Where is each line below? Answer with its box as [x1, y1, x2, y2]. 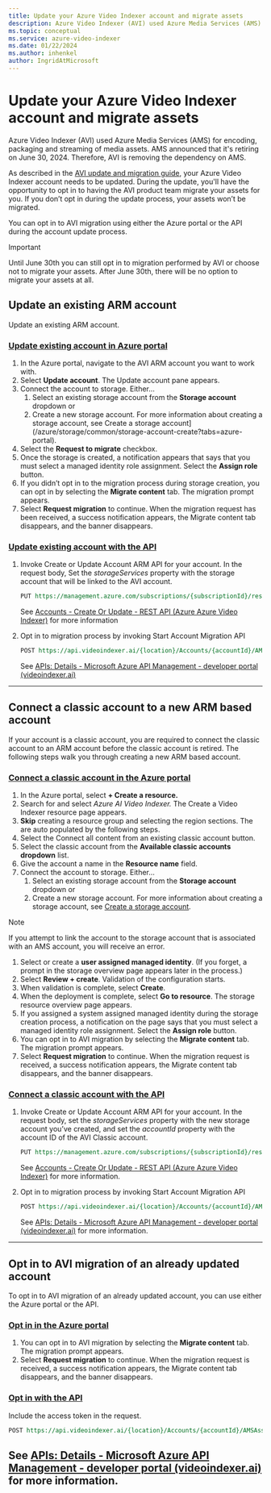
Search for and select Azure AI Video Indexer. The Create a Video [19, 799, 238, 809]
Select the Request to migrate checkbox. [19, 444, 158, 453]
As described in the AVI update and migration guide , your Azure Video [8, 168, 242, 177]
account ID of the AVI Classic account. [19, 1132, 148, 1142]
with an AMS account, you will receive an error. [8, 941, 165, 952]
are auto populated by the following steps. [19, 824, 161, 835]
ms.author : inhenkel [8, 49, 78, 57]
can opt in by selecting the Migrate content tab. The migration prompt [19, 486, 254, 496]
